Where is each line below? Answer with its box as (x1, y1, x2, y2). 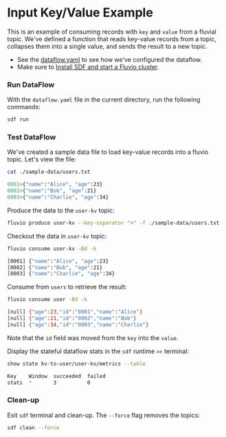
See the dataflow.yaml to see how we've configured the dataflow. (16, 55, 203, 63)
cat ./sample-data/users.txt (7, 168, 91, 176)
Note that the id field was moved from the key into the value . (7, 333, 179, 341)
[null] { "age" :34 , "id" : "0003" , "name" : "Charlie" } (7, 321, 149, 328)
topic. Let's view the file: (7, 155, 77, 164)
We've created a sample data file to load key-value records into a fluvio (7, 148, 209, 156)
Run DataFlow (7, 80, 55, 89)
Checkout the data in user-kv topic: (7, 232, 107, 240)
